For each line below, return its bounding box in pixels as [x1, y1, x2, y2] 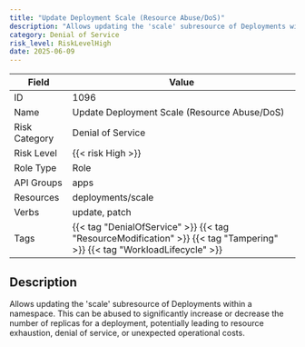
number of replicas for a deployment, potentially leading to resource [9, 317, 265, 328]
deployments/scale [72, 192, 154, 204]
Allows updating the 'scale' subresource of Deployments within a [9, 298, 252, 309]
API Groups [14, 176, 63, 189]
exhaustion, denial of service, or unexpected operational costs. [9, 327, 245, 338]
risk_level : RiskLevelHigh [9, 38, 112, 48]
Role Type [14, 162, 57, 174]
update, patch [72, 206, 132, 219]
